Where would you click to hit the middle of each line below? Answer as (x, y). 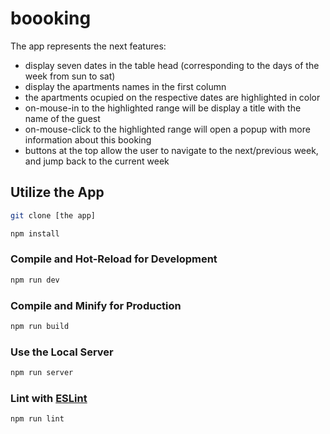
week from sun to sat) (70, 76)
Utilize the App (57, 192)
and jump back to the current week (97, 161)
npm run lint (37, 419)
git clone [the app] (53, 215)
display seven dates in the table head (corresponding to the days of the (172, 65)
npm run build (40, 326)
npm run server (42, 373)
